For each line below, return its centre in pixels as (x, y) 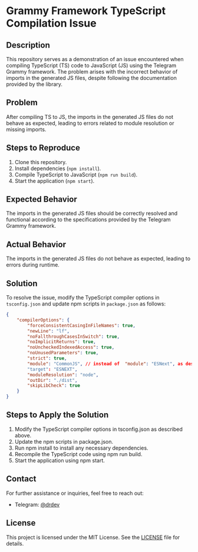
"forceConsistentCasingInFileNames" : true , (81, 325)
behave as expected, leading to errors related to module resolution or (90, 123)
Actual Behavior (36, 245)
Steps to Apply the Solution (57, 415)
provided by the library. (34, 84)
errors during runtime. (33, 265)
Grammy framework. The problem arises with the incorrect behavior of (92, 72)
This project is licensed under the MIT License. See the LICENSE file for (93, 537)
